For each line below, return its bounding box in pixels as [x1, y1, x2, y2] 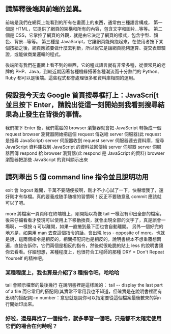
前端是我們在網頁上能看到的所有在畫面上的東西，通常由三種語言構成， [5, 19, 153, 25]
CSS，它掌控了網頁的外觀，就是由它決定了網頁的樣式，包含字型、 [15, 32, 154, 38]
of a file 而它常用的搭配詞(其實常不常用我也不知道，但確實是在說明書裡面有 [5, 288, 162, 294]
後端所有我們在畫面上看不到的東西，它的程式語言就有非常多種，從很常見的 [5, 62, 161, 68]
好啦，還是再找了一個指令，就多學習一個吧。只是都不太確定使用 [5, 315, 162, 322]
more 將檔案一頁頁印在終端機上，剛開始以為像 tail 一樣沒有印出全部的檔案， [5, 211, 164, 217]
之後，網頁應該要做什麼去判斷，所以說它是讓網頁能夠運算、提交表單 [18, 45, 161, 51]
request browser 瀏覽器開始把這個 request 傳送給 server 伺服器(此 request [5, 131, 161, 137]
